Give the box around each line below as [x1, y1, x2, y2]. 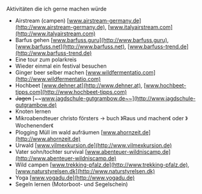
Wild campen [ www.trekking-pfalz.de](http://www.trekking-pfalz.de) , [15, 161, 190, 168]
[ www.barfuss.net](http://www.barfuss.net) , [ [15, 43, 130, 50]
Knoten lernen [15, 108, 51, 115]
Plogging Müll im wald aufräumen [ [15, 129, 103, 136]
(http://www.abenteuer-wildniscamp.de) [15, 155, 117, 162]
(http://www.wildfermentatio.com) [15, 76, 101, 82]
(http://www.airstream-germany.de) [15, 24, 106, 31]
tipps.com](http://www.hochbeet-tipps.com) [15, 88, 127, 95]
